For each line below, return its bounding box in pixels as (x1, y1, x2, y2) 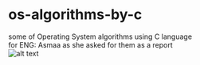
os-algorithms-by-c (8, 6, 143, 24)
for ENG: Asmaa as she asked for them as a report (8, 40, 173, 49)
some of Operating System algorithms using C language (8, 32, 193, 41)
